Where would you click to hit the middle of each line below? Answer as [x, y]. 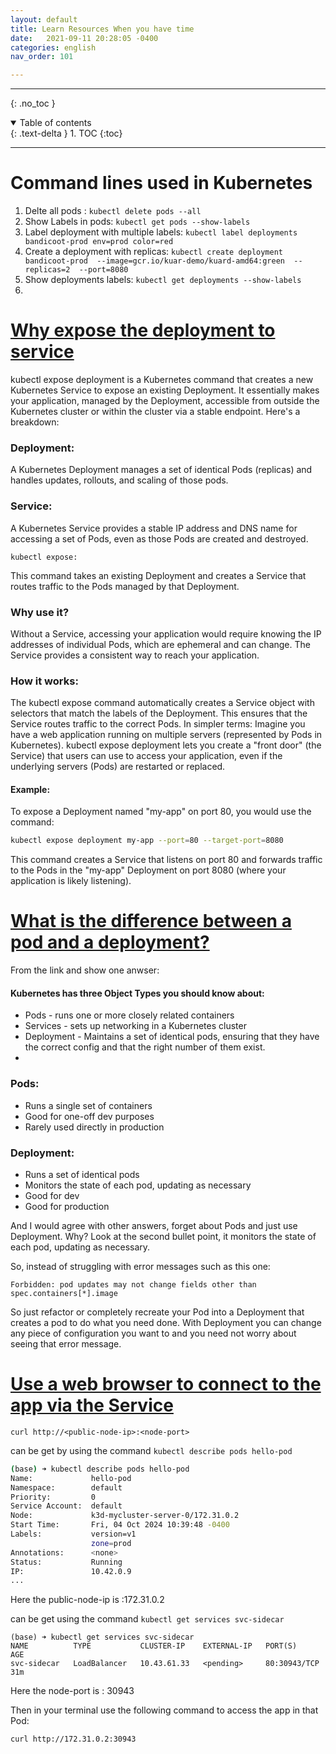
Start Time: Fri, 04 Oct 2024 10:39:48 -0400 [120, 1525]
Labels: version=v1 [73, 1534]
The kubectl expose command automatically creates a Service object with [162, 703]
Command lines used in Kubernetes [161, 183]
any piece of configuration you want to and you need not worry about [153, 1333]
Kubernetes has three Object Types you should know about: [137, 993]
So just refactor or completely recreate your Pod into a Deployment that [157, 1312]
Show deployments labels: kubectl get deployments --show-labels [163, 280]
